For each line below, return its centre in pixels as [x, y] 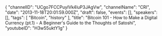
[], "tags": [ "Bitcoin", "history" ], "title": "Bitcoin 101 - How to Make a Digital [81, 18]
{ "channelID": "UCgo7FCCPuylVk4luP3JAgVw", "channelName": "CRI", [78, 7]
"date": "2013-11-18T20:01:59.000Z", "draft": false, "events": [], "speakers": [81, 12]
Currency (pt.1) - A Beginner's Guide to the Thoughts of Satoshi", [71, 23]
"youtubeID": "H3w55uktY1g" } [36, 28]
